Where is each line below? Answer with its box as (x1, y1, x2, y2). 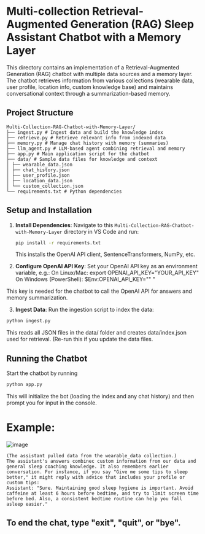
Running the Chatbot (6, 353, 88, 363)
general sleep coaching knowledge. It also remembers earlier (6, 463, 169, 470)
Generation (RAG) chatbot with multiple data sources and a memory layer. (6, 70, 193, 77)
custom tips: (6, 479, 40, 486)
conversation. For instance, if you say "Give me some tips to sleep (6, 468, 188, 475)
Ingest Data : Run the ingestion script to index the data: (15, 306, 154, 314)
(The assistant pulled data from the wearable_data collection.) (6, 452, 177, 459)
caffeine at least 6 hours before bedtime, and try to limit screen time (6, 490, 199, 497)
